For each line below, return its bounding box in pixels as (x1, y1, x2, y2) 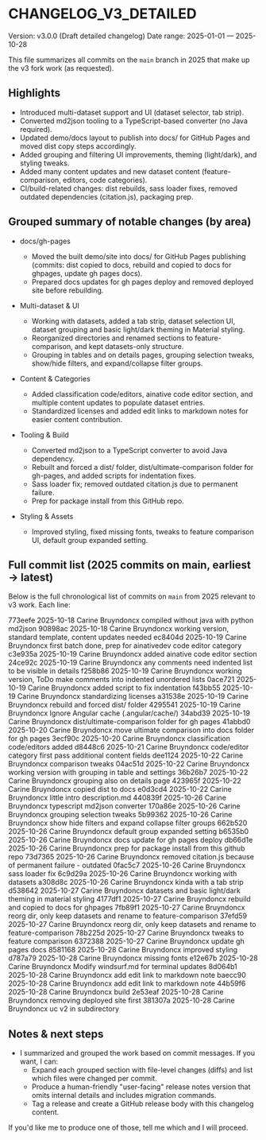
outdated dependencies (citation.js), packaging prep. (19, 192, 194, 201)
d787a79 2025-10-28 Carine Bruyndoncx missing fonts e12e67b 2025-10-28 (8, 953, 258, 963)
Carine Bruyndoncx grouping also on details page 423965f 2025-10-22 (8, 776, 242, 785)
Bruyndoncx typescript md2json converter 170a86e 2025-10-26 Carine (8, 801, 241, 811)
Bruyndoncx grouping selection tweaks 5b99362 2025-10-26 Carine (8, 810, 233, 820)
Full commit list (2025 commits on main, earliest (8, 558, 252, 572)
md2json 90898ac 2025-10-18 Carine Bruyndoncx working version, (8, 624, 229, 634)
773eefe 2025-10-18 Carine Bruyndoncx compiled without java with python (8, 615, 254, 625)
